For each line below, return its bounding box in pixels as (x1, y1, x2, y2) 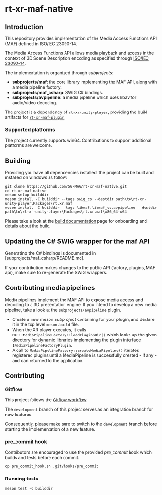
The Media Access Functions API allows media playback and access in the (5, 50, 154, 56)
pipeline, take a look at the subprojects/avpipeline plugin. (5, 307, 121, 313)
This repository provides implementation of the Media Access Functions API (5, 35, 157, 41)
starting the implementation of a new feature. (5, 426, 96, 432)
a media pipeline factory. (12, 84, 62, 90)
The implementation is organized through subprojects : (5, 70, 113, 76)
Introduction (5, 23, 44, 31)
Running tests (5, 475, 39, 482)
